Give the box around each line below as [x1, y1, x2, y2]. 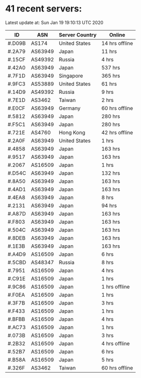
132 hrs [101, 169, 120, 176]
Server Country [58, 31, 96, 38]
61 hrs [101, 80, 117, 87]
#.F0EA [7, 291, 25, 298]
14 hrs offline [101, 39, 133, 46]
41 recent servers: [5, 3, 82, 14]
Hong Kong [58, 129, 85, 136]
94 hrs [101, 202, 117, 209]
